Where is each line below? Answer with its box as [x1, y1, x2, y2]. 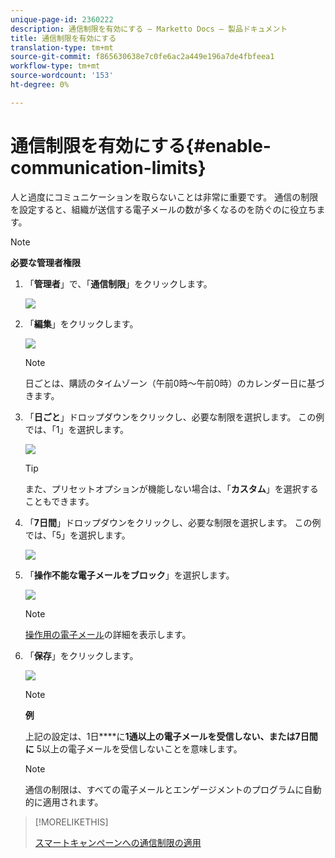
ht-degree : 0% [10, 80, 70, 90]
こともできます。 [24, 495, 95, 507]
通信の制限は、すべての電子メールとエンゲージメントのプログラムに [24, 783, 305, 795]
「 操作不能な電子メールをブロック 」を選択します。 [24, 569, 235, 581]
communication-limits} [10, 156, 207, 179]
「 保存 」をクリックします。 [24, 649, 139, 661]
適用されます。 [42, 796, 104, 808]
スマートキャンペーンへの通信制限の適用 [34, 836, 202, 848]
